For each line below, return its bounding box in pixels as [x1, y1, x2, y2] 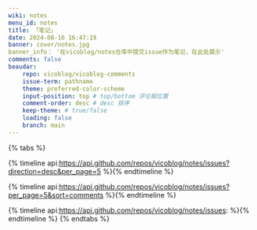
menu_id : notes [8, 19, 58, 27]
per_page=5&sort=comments [8, 190, 104, 199]
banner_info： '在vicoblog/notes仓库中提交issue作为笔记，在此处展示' [8, 48, 225, 56]
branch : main [22, 121, 65, 129]
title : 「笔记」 [8, 26, 57, 34]
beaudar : [8, 63, 37, 71]
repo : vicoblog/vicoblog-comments [22, 70, 136, 78]
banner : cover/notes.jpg [8, 41, 90, 49]
